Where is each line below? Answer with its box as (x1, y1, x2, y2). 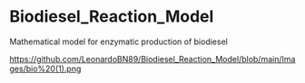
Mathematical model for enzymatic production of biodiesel (9, 36, 229, 47)
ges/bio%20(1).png (9, 63, 82, 74)
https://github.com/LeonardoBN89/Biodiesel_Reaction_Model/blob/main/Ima (9, 53, 296, 64)
